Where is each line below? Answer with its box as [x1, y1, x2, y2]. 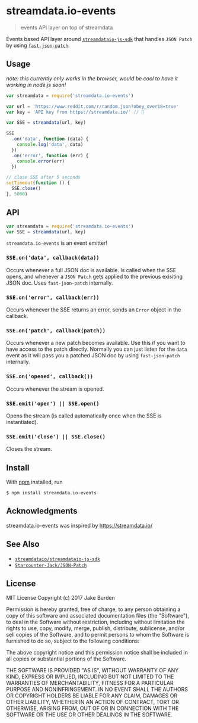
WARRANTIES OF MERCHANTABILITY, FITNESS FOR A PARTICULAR [6, 680, 174, 687]
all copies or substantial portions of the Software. [6, 655, 126, 662]
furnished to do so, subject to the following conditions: [6, 637, 139, 644]
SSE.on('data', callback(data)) [6, 254, 100, 261]
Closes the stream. [6, 445, 52, 453]
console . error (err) [17, 158, 65, 164]
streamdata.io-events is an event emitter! [6, 239, 108, 247]
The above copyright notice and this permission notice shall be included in [6, 649, 188, 656]
